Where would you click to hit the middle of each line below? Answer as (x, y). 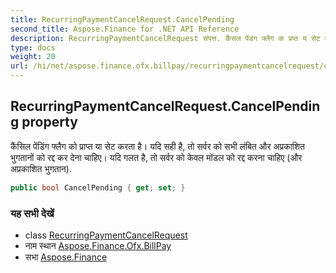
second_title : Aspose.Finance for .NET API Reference (125, 29)
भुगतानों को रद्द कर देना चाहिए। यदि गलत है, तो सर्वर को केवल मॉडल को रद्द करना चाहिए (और (156, 157)
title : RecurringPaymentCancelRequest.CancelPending (122, 19)
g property (44, 122)
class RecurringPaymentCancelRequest (106, 235)
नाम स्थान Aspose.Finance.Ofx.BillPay (98, 245)
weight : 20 (33, 57)
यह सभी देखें (32, 213)
